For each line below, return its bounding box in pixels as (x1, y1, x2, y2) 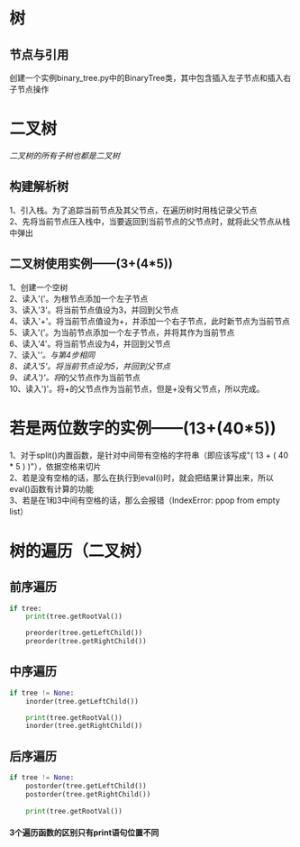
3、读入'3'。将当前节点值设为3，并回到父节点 (9, 304, 179, 315)
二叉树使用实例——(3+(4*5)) (9, 256, 173, 271)
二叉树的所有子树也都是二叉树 (9, 150, 120, 160)
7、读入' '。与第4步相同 (9, 349, 95, 360)
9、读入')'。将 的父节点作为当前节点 (9, 371, 141, 383)
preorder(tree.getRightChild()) (25, 637, 147, 646)
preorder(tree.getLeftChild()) (25, 628, 143, 638)
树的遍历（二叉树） (9, 541, 152, 561)
